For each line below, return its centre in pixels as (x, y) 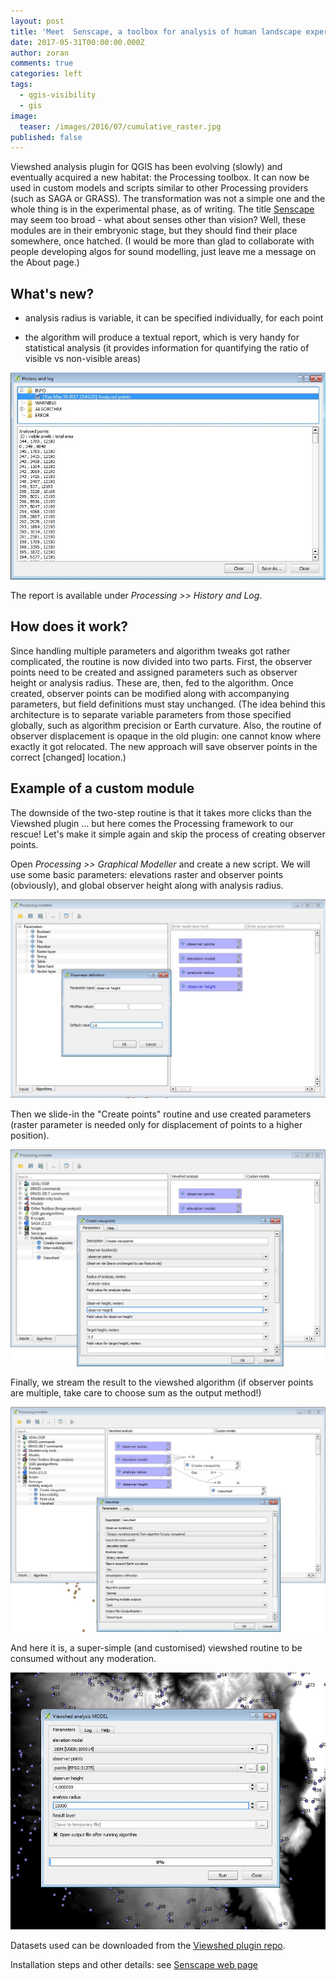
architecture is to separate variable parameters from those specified (151, 714)
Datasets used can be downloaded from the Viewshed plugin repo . (148, 1945)
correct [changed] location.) (68, 757)
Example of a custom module (102, 788)
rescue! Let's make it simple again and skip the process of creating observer (168, 834)
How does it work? (69, 626)
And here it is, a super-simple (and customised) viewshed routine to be (156, 1647)
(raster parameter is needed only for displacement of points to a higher (156, 1124)
